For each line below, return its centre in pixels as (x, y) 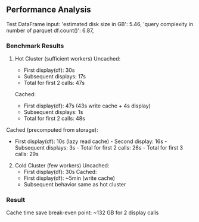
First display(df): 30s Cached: (60, 172)
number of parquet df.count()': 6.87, (50, 30)
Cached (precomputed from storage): (52, 130)
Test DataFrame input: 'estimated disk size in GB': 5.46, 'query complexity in (100, 24)
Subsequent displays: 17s (55, 77)
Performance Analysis (49, 10)
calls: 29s (27, 154)
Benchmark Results (35, 46)
